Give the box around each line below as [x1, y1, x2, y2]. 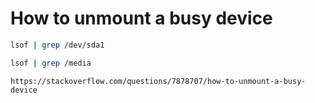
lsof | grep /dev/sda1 [10, 40, 105, 50]
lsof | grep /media [10, 58, 92, 68]
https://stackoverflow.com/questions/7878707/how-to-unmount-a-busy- [10, 76, 307, 86]
